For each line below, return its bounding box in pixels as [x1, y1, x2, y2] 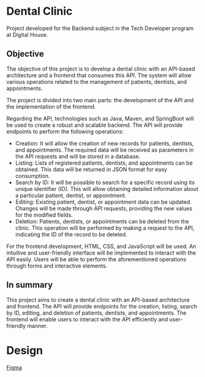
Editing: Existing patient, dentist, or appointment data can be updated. [15, 198, 192, 206]
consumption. [15, 172, 50, 179]
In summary [6, 280, 53, 290]
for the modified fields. [15, 211, 73, 218]
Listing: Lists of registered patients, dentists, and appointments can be [15, 159, 193, 166]
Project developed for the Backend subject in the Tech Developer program [6, 24, 194, 32]
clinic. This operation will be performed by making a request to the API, [15, 224, 195, 231]
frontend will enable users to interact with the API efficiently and [6, 315, 168, 323]
